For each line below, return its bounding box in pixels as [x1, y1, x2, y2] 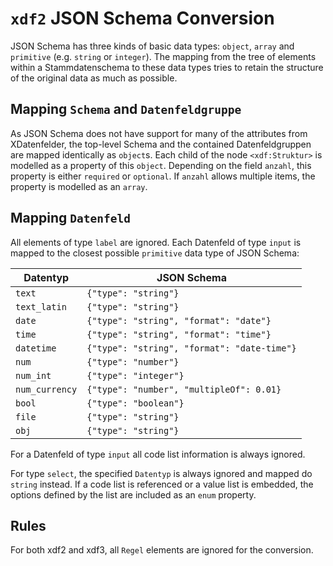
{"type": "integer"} [86, 370, 185, 381]
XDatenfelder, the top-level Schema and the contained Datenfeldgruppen [10, 138, 312, 150]
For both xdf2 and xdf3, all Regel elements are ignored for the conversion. [10, 544, 314, 556]
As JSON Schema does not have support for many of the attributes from [10, 127, 308, 139]
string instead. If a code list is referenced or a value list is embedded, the [10, 478, 314, 490]
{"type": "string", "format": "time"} [86, 328, 272, 340]
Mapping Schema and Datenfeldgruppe [10, 101, 242, 118]
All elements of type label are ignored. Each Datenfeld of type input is [10, 236, 302, 248]
